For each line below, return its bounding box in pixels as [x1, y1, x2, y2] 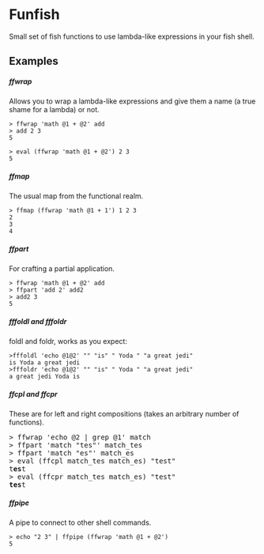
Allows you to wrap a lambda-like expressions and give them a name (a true [9, 96, 256, 106]
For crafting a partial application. [9, 264, 115, 273]
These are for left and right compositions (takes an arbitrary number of [9, 409, 239, 419]
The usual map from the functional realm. [9, 191, 144, 201]
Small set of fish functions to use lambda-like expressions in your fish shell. [9, 32, 255, 41]
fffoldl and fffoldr [9, 316, 67, 326]
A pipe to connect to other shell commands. [9, 518, 152, 527]
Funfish [9, 6, 60, 24]
